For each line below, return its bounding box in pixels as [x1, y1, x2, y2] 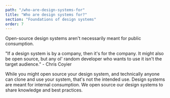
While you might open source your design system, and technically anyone [5, 71, 160, 77]
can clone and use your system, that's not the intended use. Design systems [5, 76, 165, 82]
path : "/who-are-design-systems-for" [5, 7, 85, 13]
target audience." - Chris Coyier [5, 61, 72, 67]
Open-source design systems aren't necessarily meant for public [5, 35, 141, 41]
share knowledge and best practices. [5, 87, 83, 93]
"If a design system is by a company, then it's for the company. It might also [5, 51, 164, 57]
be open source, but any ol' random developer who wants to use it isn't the [5, 56, 162, 62]
